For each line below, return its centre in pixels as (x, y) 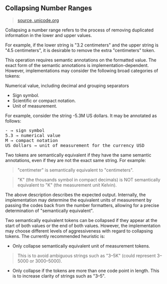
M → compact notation (32, 140)
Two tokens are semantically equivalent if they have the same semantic (78, 155)
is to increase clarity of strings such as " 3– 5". (59, 276)
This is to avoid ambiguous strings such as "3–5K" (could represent (86, 255)
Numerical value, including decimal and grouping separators (67, 85)
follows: (13, 121)
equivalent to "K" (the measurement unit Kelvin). (67, 185)
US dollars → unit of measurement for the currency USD (75, 145)
